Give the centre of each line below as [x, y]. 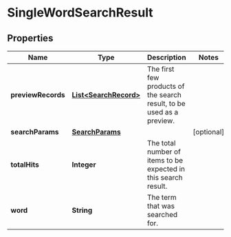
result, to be [166, 103]
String [82, 210]
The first [161, 69]
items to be [165, 160]
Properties [30, 38]
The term [162, 197]
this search [165, 177]
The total [161, 143]
